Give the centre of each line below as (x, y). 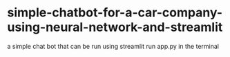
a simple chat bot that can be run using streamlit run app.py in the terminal (113, 46)
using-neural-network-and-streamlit (115, 27)
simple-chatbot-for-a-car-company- (115, 13)
